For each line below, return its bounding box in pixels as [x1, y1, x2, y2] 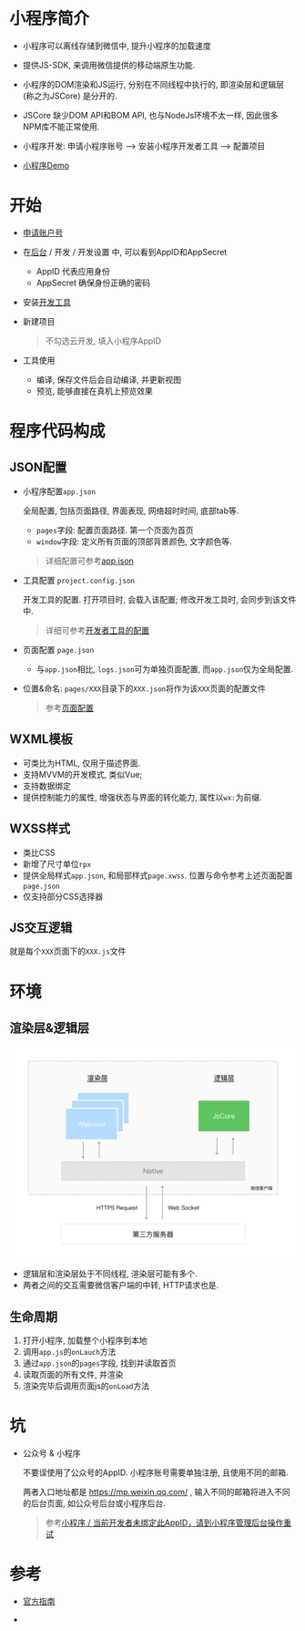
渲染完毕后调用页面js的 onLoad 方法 [22, 1380, 150, 1391]
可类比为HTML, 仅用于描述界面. [22, 758, 141, 769]
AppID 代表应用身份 [36, 265, 111, 276]
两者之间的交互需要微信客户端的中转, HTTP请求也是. [22, 1280, 219, 1291]
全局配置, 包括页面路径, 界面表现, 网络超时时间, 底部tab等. [22, 505, 239, 516]
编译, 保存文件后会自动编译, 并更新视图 [36, 374, 182, 385]
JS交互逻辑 [9, 920, 73, 935]
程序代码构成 [9, 421, 107, 442]
